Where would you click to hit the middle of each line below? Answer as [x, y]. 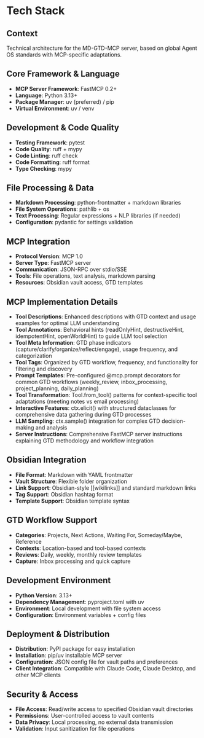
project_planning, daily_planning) [57, 388]
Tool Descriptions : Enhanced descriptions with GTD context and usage [106, 316]
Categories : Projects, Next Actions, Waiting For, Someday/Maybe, [99, 535]
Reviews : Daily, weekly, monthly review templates [79, 554]
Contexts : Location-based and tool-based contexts [80, 548]
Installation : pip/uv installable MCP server [69, 656]
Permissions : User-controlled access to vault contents [85, 716]
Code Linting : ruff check [46, 155]
